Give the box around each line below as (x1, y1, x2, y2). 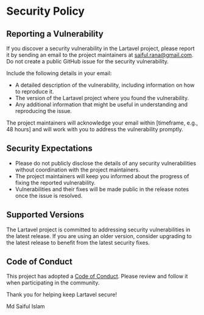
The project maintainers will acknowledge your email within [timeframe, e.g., (6, 119, 198, 126)
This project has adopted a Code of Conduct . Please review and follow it (6, 273, 188, 280)
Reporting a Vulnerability (6, 29, 104, 39)
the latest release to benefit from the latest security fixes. (6, 239, 150, 246)
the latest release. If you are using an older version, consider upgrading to (6, 232, 192, 239)
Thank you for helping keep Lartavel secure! (6, 291, 118, 299)
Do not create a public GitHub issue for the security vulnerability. (6, 58, 169, 65)
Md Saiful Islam (6, 303, 45, 310)
